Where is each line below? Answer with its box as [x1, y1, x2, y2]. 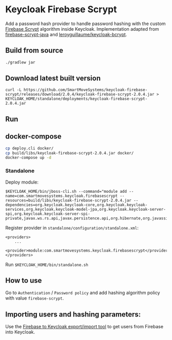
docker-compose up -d [5, 155, 52, 161]
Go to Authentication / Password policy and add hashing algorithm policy [5, 290, 160, 296]
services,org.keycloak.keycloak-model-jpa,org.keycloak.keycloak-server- [5, 207, 166, 212]
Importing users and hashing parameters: [5, 310, 141, 319]
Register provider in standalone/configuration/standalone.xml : [5, 224, 139, 231]
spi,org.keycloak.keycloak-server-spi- [5, 211, 91, 216]
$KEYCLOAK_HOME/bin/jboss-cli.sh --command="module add [5, 189, 127, 194]
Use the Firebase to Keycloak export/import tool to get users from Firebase [5, 324, 164, 330]
